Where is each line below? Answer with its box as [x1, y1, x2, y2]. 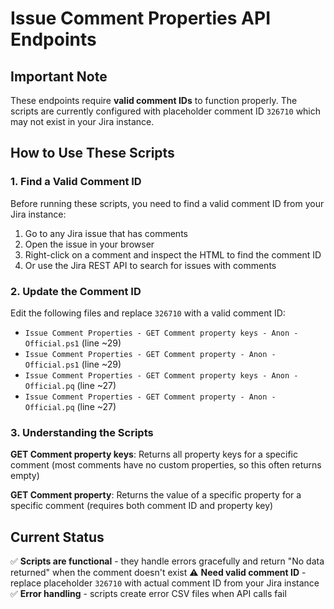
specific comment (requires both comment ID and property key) [10, 500, 274, 512]
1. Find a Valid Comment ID [10, 175, 142, 189]
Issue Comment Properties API [10, 7, 272, 30]
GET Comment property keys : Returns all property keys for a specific [10, 448, 298, 461]
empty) [10, 470, 40, 482]
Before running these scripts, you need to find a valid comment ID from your [10, 197, 325, 209]
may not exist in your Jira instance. [10, 116, 155, 127]
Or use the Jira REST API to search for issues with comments [24, 259, 277, 271]
